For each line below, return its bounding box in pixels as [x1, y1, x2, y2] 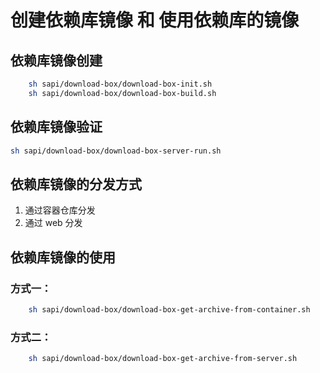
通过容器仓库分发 [24, 204, 96, 216]
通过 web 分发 [24, 217, 83, 229]
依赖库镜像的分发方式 [10, 176, 142, 193]
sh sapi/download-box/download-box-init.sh [28, 79, 213, 89]
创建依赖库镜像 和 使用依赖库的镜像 [10, 9, 300, 32]
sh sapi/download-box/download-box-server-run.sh [10, 146, 222, 156]
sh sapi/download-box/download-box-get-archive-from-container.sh [28, 304, 311, 315]
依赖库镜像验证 [10, 119, 103, 136]
